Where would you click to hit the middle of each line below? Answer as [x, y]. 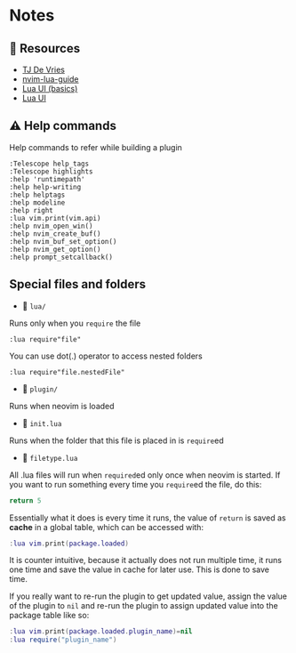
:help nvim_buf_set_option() [63, 241]
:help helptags [37, 195]
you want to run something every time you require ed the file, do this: [136, 484]
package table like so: [49, 616]
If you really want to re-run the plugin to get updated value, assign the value [148, 596]
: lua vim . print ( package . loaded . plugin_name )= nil [101, 632]
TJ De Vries [43, 69]
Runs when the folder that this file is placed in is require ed [116, 440]
